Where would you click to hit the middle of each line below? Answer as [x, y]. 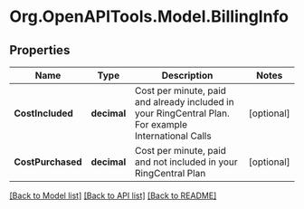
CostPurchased [48, 162]
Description [187, 76]
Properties [40, 50]
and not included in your [186, 162]
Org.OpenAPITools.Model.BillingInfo [149, 17]
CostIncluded [44, 113]
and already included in [184, 102]
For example [161, 124]
